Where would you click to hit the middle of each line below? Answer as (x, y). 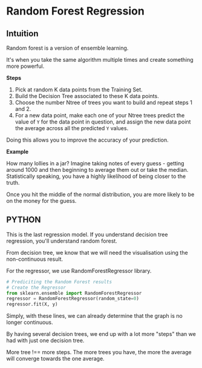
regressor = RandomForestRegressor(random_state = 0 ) (73, 299)
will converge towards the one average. (55, 359)
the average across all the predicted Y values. (72, 128)
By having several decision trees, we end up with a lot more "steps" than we (101, 334)
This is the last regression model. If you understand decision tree (87, 234)
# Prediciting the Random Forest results (59, 282)
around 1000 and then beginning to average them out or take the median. (97, 170)
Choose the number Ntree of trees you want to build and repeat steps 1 (103, 102)
